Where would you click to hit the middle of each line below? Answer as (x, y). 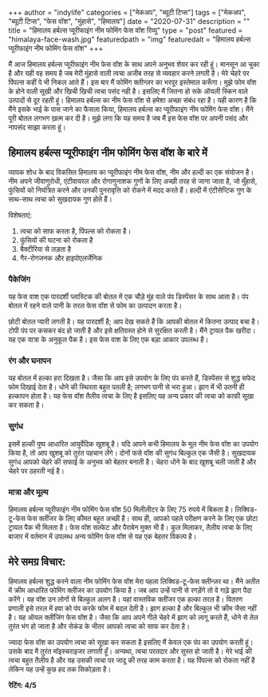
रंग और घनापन (30, 361)
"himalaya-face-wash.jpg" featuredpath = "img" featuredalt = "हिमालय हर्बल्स (130, 39)
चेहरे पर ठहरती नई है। (37, 471)
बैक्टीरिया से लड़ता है (45, 249)
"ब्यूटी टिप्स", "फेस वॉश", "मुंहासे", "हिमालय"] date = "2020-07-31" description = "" (129, 21)
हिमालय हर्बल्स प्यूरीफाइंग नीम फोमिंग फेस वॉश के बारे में (108, 153)
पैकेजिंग (19, 279)
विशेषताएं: (20, 215)
